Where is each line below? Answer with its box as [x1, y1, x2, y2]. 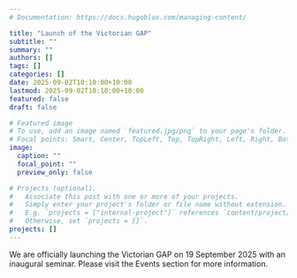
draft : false [9, 102, 57, 111]
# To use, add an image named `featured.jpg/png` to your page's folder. [9, 127, 287, 136]
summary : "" [9, 45, 53, 54]
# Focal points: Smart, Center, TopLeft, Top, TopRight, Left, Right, [9, 135, 275, 144]
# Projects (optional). [9, 184, 97, 192]
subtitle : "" [9, 37, 57, 46]
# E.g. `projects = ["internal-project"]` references [9, 208, 219, 217]
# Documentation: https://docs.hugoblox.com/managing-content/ [9, 12, 247, 22]
